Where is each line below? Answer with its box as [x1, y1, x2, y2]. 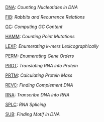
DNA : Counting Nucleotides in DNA [5, 5, 78, 10]
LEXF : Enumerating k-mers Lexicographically [5, 43, 99, 49]
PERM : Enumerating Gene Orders [5, 53, 74, 59]
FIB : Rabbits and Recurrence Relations [5, 14, 85, 20]
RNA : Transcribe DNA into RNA [5, 92, 70, 97]
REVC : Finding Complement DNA [5, 82, 73, 88]
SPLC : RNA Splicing [5, 101, 46, 107]
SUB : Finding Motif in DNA [5, 111, 60, 117]
